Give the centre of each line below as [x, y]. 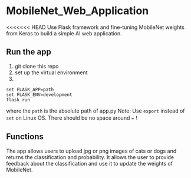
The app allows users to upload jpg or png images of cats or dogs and [91, 151]
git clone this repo [37, 66]
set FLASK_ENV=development [39, 95]
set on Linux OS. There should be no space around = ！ [73, 118]
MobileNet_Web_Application [78, 11]
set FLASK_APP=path [30, 90]
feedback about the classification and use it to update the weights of [89, 163]
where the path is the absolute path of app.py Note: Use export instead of [95, 111]
